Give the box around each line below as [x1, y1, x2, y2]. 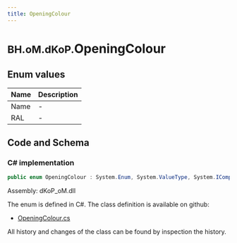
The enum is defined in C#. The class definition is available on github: [7, 200, 209, 208]
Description [37, 89, 79, 99]
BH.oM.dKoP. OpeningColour [7, 40, 166, 56]
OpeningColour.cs [17, 214, 71, 223]
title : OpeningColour [7, 10, 71, 18]
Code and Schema [7, 137, 90, 149]
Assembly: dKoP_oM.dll [7, 187, 76, 195]
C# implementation [7, 158, 75, 168]
